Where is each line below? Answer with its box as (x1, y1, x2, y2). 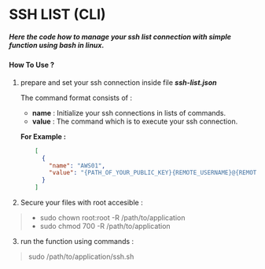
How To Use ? (9, 61, 54, 70)
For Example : (20, 131, 66, 141)
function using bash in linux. (9, 40, 105, 50)
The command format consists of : (20, 93, 133, 102)
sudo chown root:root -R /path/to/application (39, 213, 186, 223)
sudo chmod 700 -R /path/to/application (39, 222, 171, 231)
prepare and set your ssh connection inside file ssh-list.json (20, 77, 217, 87)
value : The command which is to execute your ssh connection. (31, 116, 238, 126)
